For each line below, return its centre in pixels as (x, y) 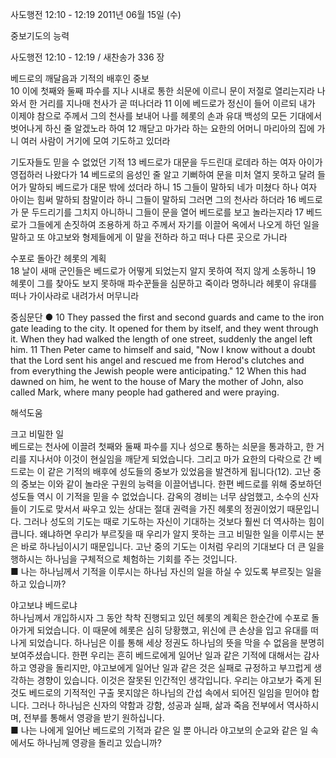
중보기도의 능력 (40, 36)
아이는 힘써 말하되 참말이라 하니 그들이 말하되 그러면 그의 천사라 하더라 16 (153, 199)
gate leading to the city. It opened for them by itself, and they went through (164, 328)
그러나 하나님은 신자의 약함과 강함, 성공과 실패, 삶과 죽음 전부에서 (158, 705)
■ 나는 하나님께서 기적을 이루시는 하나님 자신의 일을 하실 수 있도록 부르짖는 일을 (166, 571)
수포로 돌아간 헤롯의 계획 (58, 258)
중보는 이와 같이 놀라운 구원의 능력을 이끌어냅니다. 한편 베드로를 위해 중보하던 (171, 484)
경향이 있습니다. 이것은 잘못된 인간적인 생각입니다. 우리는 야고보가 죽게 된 (179, 680)
